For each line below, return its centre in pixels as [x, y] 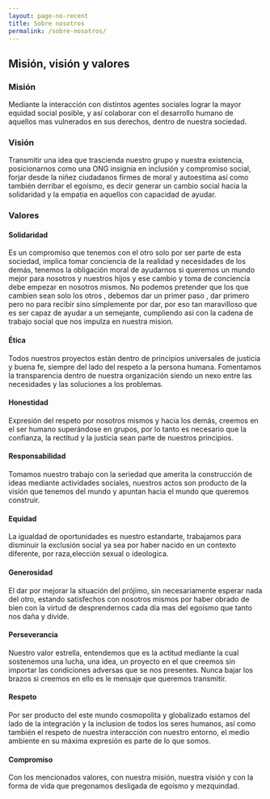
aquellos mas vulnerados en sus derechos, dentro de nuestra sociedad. [128, 121]
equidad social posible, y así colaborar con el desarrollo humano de [121, 113]
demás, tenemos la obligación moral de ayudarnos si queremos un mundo [132, 270]
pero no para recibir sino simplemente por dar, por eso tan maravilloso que [133, 304]
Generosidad [31, 572]
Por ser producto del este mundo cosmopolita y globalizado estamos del [129, 715]
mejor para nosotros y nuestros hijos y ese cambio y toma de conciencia [129, 278]
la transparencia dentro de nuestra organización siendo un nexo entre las [130, 375]
